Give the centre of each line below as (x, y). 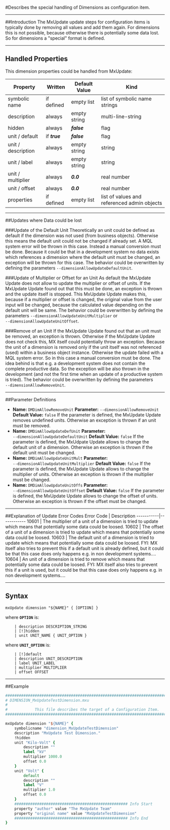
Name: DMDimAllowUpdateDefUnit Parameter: (59, 431)
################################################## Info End (81, 818)
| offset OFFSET (32, 672)
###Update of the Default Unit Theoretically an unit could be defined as (80, 230)
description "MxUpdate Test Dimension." (57, 733)
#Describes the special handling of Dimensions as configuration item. (78, 7)
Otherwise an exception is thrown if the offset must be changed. (79, 501)
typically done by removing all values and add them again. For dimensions (82, 27)
